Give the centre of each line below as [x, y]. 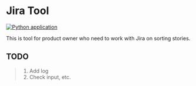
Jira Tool [28, 11]
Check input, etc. [50, 77]
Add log [39, 71]
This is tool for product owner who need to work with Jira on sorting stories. [98, 38]
